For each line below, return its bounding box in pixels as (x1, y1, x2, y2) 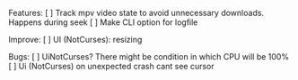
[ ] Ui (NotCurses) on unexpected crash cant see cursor (8, 61, 215, 71)
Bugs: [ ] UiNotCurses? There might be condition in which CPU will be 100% (8, 52, 289, 61)
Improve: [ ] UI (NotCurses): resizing (8, 35, 143, 44)
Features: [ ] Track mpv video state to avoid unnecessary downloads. (8, 8, 265, 18)
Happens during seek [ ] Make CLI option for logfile (8, 17, 198, 28)
